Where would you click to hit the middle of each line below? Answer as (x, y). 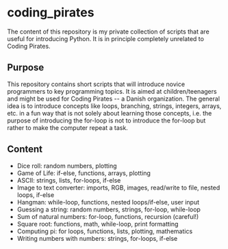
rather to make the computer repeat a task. (67, 127)
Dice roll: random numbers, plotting (67, 166)
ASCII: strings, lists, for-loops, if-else (69, 180)
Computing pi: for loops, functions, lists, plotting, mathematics (105, 231)
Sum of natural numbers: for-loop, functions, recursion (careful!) (108, 216)
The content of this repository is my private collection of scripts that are (109, 31)
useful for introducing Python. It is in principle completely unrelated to (105, 38)
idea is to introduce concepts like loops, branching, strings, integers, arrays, (114, 106)
